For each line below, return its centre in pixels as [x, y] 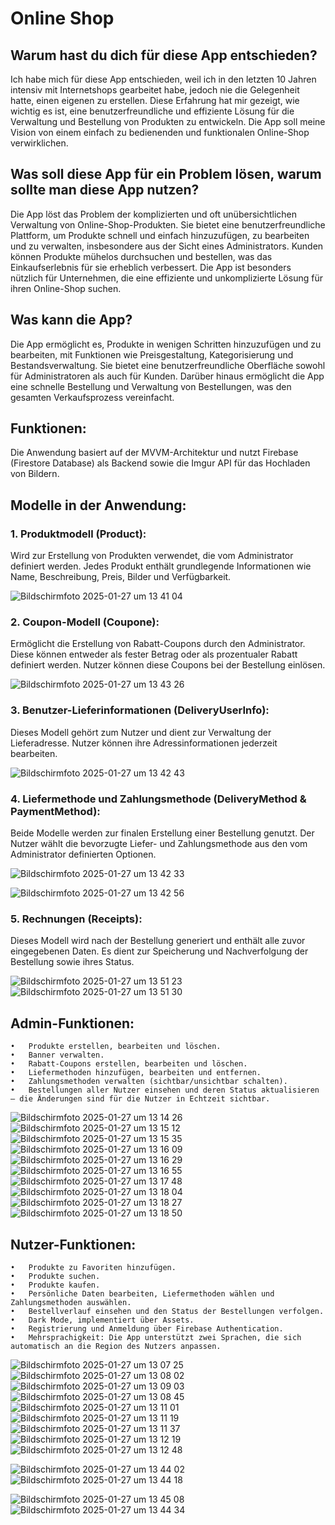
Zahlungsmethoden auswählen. [71, 1302]
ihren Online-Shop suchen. [66, 288]
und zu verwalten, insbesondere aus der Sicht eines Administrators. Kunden [167, 246]
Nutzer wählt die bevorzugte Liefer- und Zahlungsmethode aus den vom [159, 844]
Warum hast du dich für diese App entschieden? [164, 55]
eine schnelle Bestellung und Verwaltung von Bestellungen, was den [151, 386]
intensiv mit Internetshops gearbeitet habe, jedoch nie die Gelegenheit [155, 90]
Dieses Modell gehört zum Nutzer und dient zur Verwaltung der [141, 732]
